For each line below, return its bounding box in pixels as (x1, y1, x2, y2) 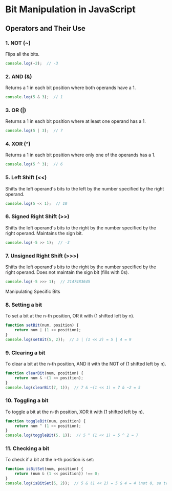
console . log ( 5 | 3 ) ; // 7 (5, 128, 63, 134)
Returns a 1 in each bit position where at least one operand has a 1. (5, 118, 146, 124)
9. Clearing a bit (5, 349, 46, 356)
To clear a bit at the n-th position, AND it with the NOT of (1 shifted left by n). (5, 360, 166, 367)
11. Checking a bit (5, 445, 50, 452)
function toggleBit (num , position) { (5, 418, 86, 423)
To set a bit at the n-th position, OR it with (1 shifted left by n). (5, 313, 135, 319)
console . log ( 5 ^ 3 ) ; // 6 (5, 162, 63, 167)
